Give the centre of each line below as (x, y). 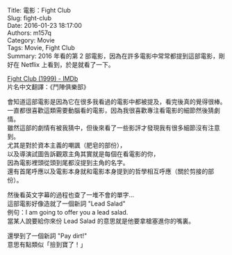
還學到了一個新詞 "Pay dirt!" (47, 236)
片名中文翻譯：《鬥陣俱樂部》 (48, 87)
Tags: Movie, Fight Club (41, 48)
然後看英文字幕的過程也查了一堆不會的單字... (71, 195)
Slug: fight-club (30, 18)
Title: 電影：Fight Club (39, 10)
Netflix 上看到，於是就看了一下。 (67, 64)
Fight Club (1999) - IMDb (43, 78)
